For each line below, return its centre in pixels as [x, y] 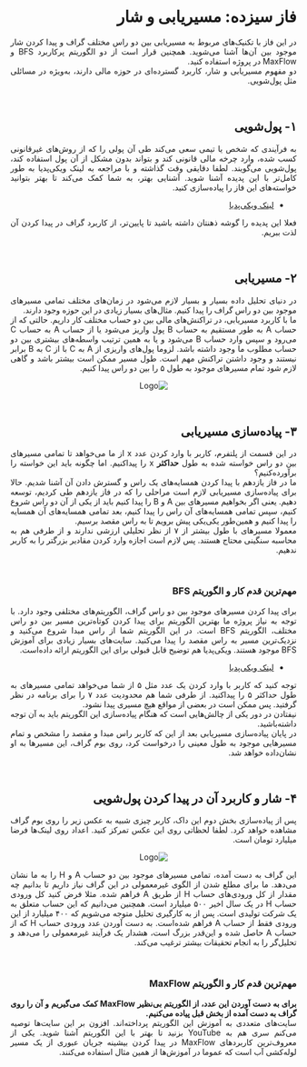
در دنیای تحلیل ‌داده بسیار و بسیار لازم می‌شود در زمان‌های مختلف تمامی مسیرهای [153, 300]
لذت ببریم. [279, 232]
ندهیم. [286, 550]
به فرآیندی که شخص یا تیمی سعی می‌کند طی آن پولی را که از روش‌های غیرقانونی [153, 148]
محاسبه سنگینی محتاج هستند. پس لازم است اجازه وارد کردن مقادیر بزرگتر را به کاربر [153, 540]
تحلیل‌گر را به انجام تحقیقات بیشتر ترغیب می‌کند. [215, 942]
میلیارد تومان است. [264, 840]
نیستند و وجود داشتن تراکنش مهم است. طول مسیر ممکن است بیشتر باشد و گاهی [153, 358]
